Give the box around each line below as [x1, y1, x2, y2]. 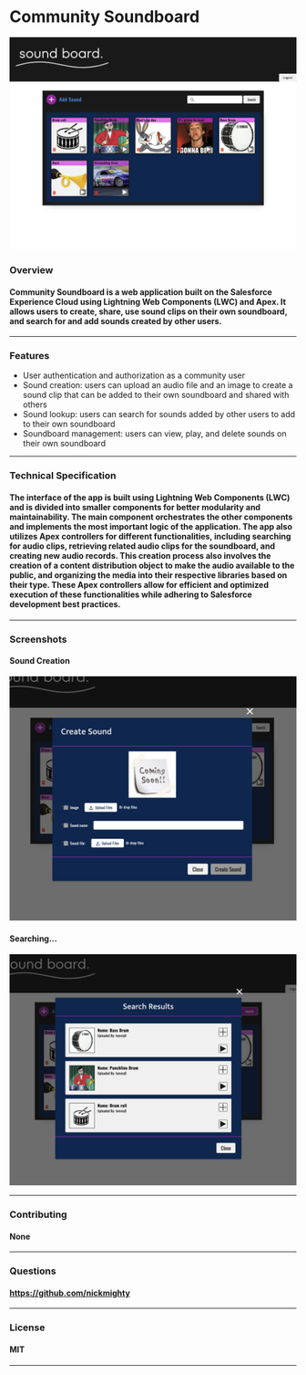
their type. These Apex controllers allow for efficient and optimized [9, 579, 270, 590]
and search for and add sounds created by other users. [9, 315, 222, 326]
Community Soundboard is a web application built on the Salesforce [9, 286, 273, 298]
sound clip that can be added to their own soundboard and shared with [22, 390, 290, 401]
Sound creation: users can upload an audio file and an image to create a [22, 380, 293, 391]
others [22, 399, 47, 410]
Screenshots [9, 633, 67, 646]
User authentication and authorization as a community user [22, 370, 246, 381]
